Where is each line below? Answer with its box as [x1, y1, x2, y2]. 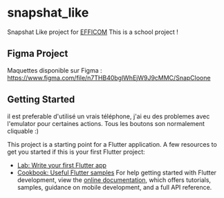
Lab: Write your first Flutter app [17, 161, 107, 169]
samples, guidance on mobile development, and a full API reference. [17, 183, 212, 191]
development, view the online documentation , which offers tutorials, [17, 175, 212, 184]
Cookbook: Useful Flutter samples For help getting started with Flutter [17, 168, 216, 177]
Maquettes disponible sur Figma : [7, 66, 102, 74]
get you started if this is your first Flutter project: [7, 147, 145, 156]
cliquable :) [7, 127, 39, 135]
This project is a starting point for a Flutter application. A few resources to [7, 140, 218, 148]
